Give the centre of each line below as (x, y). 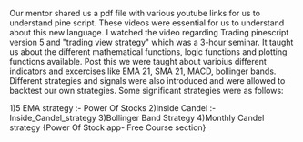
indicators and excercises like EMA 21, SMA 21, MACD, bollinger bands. (143, 71)
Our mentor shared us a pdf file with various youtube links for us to (135, 13)
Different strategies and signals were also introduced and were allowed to (147, 81)
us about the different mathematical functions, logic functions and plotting (148, 52)
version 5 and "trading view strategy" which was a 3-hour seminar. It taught (151, 42)
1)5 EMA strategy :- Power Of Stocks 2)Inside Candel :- (113, 108)
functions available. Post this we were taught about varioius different (138, 61)
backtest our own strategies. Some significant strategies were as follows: (146, 91)
